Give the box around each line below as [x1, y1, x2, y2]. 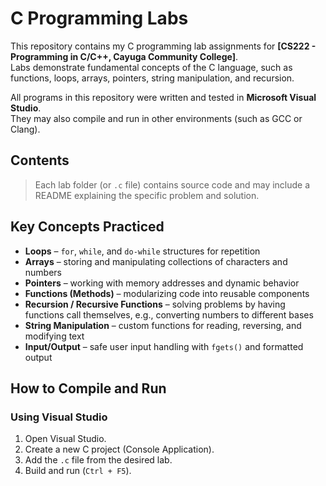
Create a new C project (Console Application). [24, 443, 215, 456]
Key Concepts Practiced [10, 218, 165, 236]
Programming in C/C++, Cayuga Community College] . [10, 50, 239, 62]
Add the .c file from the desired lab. [24, 454, 173, 466]
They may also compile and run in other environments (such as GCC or [10, 112, 303, 124]
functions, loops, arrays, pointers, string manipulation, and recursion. [10, 72, 295, 84]
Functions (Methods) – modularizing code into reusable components [24, 287, 310, 299]
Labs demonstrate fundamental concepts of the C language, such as [10, 61, 293, 73]
